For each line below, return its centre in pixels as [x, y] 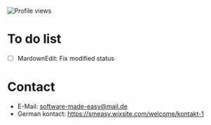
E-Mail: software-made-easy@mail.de [73, 106]
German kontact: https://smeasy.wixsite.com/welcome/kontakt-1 [111, 113]
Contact [31, 87]
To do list [34, 39]
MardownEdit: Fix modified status [66, 58]
